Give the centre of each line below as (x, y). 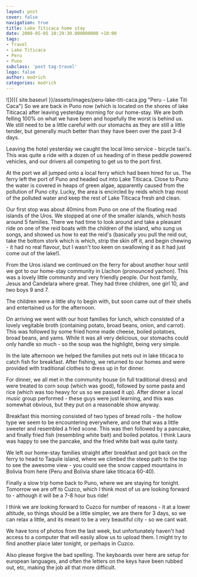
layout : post (22, 12)
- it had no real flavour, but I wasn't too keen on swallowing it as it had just (96, 247)
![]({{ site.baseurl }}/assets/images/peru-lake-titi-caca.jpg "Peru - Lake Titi (97, 100)
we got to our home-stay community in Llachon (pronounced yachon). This (97, 271)
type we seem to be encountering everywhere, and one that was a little (92, 422)
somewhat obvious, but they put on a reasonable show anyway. (83, 405)
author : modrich (26, 77)
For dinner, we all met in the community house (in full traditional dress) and (97, 379)
